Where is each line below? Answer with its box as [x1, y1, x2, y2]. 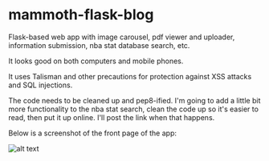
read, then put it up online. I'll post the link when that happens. [8, 112, 215, 122]
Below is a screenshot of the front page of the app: [8, 128, 177, 138]
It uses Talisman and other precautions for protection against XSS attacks [8, 71, 252, 81]
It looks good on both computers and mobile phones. [8, 56, 184, 66]
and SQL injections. [8, 80, 73, 90]
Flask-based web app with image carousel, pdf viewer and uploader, [8, 32, 235, 42]
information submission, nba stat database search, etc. [8, 40, 190, 50]
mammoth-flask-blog [8, 6, 154, 24]
